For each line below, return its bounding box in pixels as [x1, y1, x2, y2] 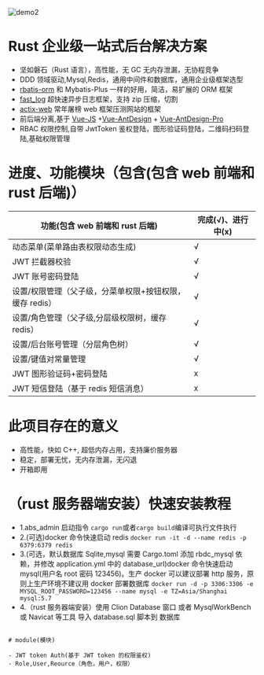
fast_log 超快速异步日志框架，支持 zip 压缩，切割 [19, 94, 178, 104]
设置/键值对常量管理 [12, 353, 86, 364]
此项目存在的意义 [8, 418, 119, 436]
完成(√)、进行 [197, 214, 249, 225]
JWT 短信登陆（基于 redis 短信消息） [12, 382, 149, 393]
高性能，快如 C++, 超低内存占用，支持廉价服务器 [19, 444, 178, 454]
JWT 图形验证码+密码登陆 [12, 368, 108, 379]
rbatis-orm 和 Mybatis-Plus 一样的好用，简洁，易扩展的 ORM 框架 [19, 84, 233, 94]
